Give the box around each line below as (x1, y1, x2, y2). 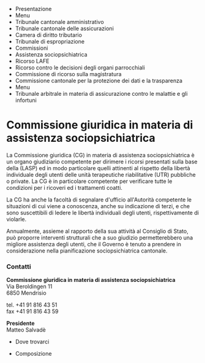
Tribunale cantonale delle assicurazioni (15, 25, 114, 32)
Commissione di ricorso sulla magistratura (15, 71, 122, 77)
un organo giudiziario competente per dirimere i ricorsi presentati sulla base (6, 158, 198, 165)
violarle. (6, 215, 26, 223)
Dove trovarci (15, 338, 50, 346)
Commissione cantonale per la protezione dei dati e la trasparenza (15, 77, 182, 84)
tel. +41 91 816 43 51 (6, 301, 58, 309)
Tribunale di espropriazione (15, 38, 84, 45)
